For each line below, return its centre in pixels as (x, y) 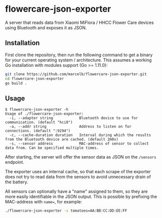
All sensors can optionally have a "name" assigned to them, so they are (76, 192)
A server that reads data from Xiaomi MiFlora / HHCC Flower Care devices (80, 22)
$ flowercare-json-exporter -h (37, 110)
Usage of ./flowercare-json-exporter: (44, 114)
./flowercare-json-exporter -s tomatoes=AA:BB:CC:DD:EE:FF (66, 211)
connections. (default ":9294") (38, 131)
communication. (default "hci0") (39, 122)
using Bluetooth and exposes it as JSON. (46, 27)
